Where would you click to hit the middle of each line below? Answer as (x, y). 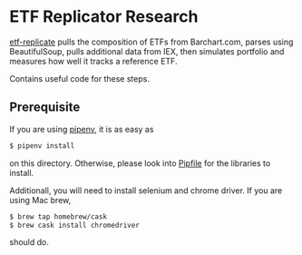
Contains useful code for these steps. (79, 78)
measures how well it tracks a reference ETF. (93, 61)
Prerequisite (45, 108)
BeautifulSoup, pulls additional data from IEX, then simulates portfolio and (147, 51)
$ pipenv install (42, 146)
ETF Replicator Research (104, 17)
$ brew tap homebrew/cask (58, 216)
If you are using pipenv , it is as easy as (82, 129)
